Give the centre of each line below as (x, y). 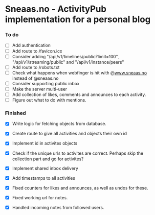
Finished (16, 113)
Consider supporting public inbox (46, 83)
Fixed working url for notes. (40, 197)
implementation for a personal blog (78, 19)
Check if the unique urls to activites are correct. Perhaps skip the (77, 153)
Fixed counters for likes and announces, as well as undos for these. (80, 188)
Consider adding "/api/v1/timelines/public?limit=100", (66, 56)
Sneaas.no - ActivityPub (56, 9)
